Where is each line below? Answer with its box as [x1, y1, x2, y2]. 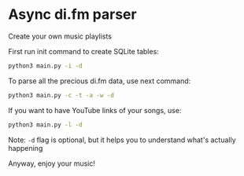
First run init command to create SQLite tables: [8, 46, 159, 56]
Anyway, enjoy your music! [8, 159, 96, 168]
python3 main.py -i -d [8, 61, 83, 70]
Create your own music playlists [8, 31, 113, 41]
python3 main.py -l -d [8, 120, 83, 129]
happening [8, 143, 43, 152]
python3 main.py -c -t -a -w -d [8, 91, 114, 99]
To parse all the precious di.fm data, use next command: [8, 76, 191, 86]
